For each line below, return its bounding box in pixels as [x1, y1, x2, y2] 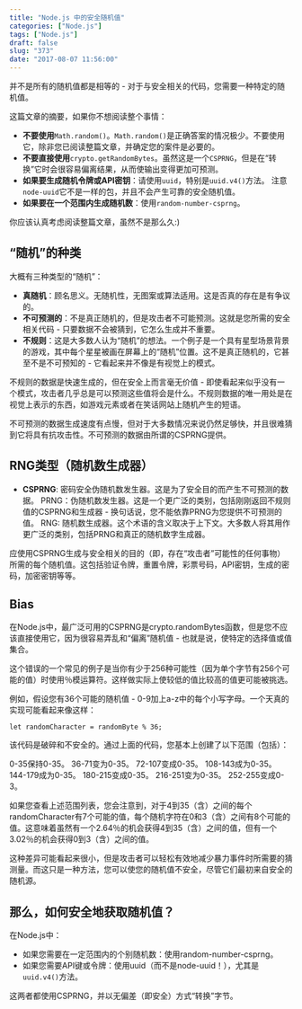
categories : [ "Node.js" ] [9, 22, 102, 31]
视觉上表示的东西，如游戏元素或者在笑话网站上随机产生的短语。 [9, 399, 245, 410]
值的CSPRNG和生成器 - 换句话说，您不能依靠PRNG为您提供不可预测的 [22, 506, 283, 517]
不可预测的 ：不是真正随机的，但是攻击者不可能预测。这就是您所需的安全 [22, 312, 290, 323]
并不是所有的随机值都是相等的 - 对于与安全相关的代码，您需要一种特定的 [9, 81, 278, 91]
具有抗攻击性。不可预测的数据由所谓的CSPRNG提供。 [32, 429, 232, 440]
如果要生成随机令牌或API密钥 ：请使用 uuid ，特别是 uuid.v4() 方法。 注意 [22, 175, 288, 185]
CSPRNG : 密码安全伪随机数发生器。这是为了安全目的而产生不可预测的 [22, 483, 281, 494]
